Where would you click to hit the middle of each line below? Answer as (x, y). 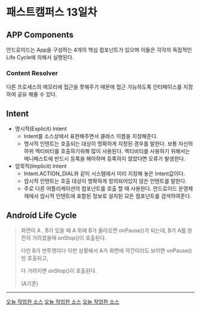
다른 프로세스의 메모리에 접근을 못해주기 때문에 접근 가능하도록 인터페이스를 (94, 87)
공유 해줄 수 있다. (37, 94)
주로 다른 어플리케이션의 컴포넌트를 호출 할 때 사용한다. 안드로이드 (100, 188)
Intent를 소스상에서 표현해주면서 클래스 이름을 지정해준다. (91, 136)
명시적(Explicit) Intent (41, 129)
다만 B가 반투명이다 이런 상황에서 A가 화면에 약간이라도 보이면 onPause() (106, 250)
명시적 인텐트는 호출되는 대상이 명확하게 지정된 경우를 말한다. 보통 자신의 (108, 144)
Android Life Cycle (42, 215)
